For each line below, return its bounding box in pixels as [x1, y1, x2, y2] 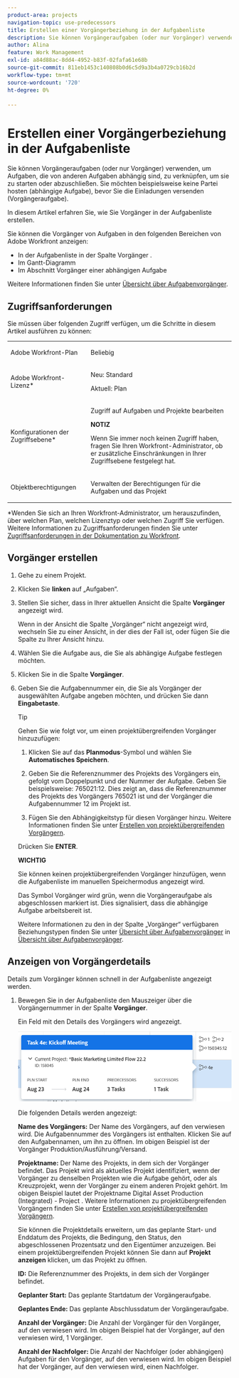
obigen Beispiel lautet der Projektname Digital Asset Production [17, 1189, 204, 1198]
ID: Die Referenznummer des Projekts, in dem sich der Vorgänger [17, 1270, 210, 1278]
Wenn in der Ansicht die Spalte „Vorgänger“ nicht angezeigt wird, [17, 620, 208, 628]
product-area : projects [7, 11, 78, 18]
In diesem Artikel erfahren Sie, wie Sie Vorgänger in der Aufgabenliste [7, 208, 212, 217]
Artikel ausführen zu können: [7, 327, 92, 335]
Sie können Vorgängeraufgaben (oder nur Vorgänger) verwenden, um [7, 164, 212, 173]
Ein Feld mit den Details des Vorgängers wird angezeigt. [17, 1017, 182, 1026]
